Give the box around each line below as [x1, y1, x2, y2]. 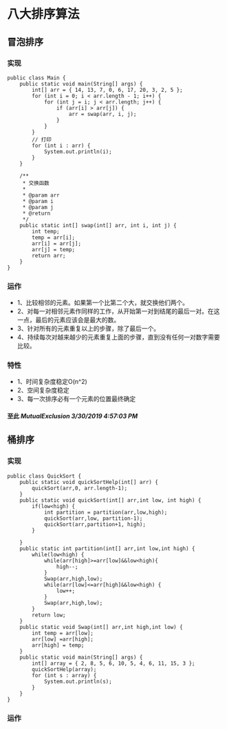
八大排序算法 [7, 6, 80, 22]
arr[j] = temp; [32, 246, 76, 253]
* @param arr [22, 191, 60, 199]
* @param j [22, 204, 54, 211]
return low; [32, 612, 67, 619]
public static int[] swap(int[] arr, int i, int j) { [19, 222, 177, 229]
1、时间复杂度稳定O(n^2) [17, 378, 87, 386]
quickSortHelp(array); [32, 665, 97, 673]
